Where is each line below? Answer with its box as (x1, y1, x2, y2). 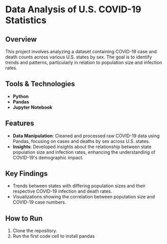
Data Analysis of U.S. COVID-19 (5, 4, 141, 15)
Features (5, 119, 34, 128)
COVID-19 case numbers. (12, 199, 66, 206)
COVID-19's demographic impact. (12, 154, 84, 160)
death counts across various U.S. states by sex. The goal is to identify (5, 54, 152, 60)
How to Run (5, 214, 43, 222)
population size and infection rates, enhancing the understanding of (12, 149, 156, 155)
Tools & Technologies (5, 79, 75, 88)
